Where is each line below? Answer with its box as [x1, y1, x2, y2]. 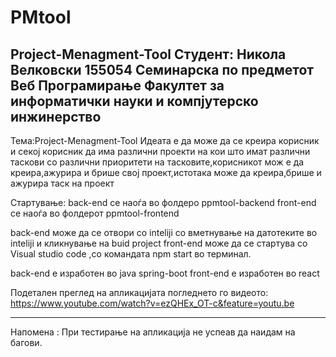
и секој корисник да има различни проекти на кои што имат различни [10, 146, 311, 157]
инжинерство [10, 108, 102, 125]
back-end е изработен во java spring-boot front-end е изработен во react [10, 267, 320, 279]
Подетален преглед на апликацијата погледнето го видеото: [10, 287, 269, 298]
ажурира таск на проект [10, 177, 115, 189]
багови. [10, 337, 43, 348]
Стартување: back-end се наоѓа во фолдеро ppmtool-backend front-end [10, 197, 317, 208]
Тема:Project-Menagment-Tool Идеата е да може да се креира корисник [10, 135, 320, 146]
